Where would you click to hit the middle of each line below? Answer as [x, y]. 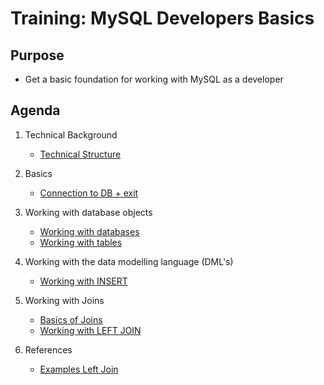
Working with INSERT [83, 281]
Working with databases [89, 231]
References [48, 349]
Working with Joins [64, 300]
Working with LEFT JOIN [90, 330]
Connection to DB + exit [89, 193]
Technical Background [71, 134]
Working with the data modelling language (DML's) [129, 261]
